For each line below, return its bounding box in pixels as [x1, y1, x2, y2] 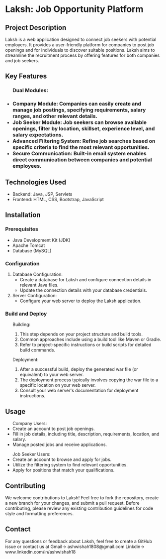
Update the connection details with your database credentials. [19, 287, 148, 293]
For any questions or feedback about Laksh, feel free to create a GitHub [5, 538, 153, 544]
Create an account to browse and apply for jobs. [12, 456, 112, 462]
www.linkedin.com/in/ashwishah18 [5, 549, 76, 555]
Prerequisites [5, 225, 38, 232]
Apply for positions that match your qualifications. [12, 467, 115, 473]
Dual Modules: [12, 87, 49, 94]
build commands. [19, 347, 56, 353]
